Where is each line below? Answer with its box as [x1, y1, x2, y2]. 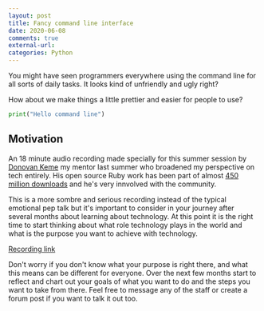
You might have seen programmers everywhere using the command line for [8, 71, 257, 80]
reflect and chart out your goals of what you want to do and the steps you [8, 277, 250, 286]
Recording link [8, 244, 56, 253]
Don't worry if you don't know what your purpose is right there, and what [8, 259, 249, 269]
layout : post [8, 11, 52, 20]
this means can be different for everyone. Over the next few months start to [8, 268, 257, 277]
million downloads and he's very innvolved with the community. [8, 179, 217, 189]
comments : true [8, 34, 59, 42]
